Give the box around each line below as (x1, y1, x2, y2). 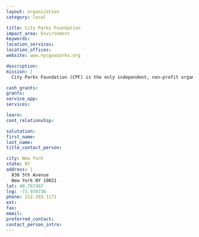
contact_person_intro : (6, 222, 62, 228)
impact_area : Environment (6, 30, 70, 36)
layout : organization (6, 8, 60, 15)
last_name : (6, 139, 33, 145)
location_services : (6, 41, 54, 47)
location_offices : (6, 47, 52, 53)
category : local (6, 14, 46, 20)
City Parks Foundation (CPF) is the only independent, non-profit (11, 74, 179, 80)
